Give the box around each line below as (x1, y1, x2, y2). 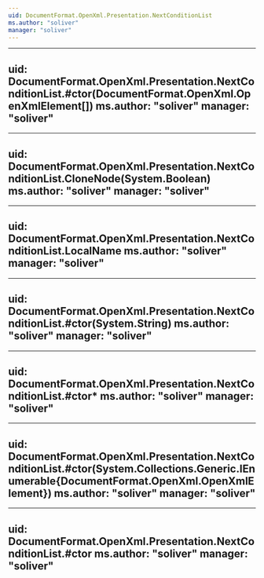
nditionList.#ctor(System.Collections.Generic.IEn (8, 462, 255, 475)
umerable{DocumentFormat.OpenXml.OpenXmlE (8, 474, 255, 488)
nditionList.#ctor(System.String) (8, 317, 172, 331)
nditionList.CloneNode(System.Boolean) (8, 172, 211, 185)
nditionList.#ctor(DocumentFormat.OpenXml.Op (8, 87, 251, 101)
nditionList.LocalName (8, 244, 122, 258)
